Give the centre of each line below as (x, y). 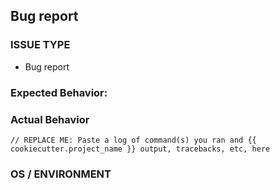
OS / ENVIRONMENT (61, 174)
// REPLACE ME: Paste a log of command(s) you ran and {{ (133, 140)
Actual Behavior (50, 119)
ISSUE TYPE (40, 45)
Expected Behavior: (59, 92)
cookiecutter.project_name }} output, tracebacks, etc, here (140, 149)
